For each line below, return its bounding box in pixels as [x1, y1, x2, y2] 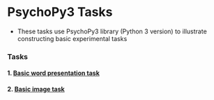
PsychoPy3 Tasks [7, 4, 113, 20]
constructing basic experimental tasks [17, 34, 128, 42]
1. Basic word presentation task [7, 69, 100, 77]
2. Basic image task [7, 85, 65, 94]
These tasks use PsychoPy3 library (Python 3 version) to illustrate [17, 27, 207, 35]
